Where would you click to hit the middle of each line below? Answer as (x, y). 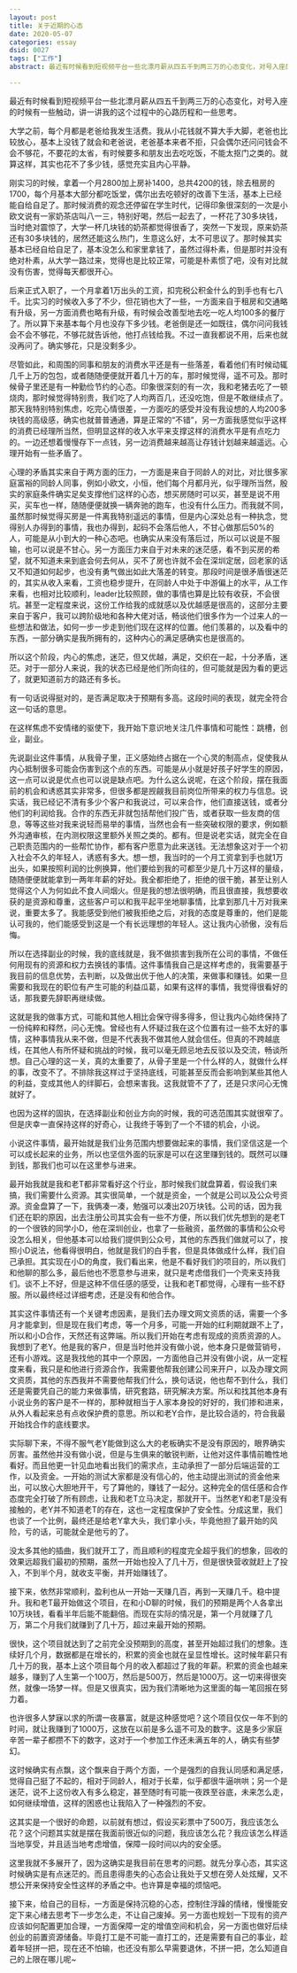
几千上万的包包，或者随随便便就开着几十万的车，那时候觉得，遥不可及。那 (145, 375)
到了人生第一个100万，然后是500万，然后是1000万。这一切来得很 (159, 1676)
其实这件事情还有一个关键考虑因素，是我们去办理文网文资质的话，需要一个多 (148, 1313)
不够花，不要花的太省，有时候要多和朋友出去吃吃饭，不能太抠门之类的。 (148, 152)
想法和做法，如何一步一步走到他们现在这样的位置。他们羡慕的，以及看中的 (152, 626)
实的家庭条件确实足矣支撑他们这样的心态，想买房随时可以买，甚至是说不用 (145, 493)
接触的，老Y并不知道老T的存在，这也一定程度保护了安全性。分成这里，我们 (146, 1509)
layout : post (33, 17)
